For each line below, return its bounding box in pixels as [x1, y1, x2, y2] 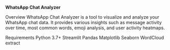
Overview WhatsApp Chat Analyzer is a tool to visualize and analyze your [5, 14, 160, 20]
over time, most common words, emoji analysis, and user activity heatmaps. [5, 25, 165, 31]
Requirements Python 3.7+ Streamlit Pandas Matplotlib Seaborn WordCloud [5, 35, 164, 40]
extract [5, 40, 20, 46]
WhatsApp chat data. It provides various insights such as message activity [5, 20, 162, 25]
